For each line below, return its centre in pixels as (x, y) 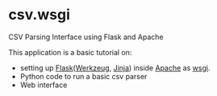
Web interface (44, 85)
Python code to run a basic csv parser (83, 76)
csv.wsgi (39, 15)
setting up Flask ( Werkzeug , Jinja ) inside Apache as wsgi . (115, 68)
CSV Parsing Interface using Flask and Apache (86, 37)
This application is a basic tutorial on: (70, 52)
